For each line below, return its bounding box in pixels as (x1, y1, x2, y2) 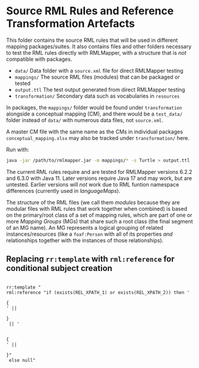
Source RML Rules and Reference (6, 4, 174, 18)
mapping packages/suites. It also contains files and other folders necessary (6, 43, 192, 50)
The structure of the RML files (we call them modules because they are (6, 198, 180, 206)
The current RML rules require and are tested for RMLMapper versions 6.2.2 (6, 168, 192, 175)
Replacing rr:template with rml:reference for (6, 254, 175, 264)
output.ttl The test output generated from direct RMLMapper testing (14, 86, 185, 93)
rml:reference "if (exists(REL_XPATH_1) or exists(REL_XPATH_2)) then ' (6, 289, 190, 295)
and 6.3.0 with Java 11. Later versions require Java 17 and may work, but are (6, 174, 192, 182)
